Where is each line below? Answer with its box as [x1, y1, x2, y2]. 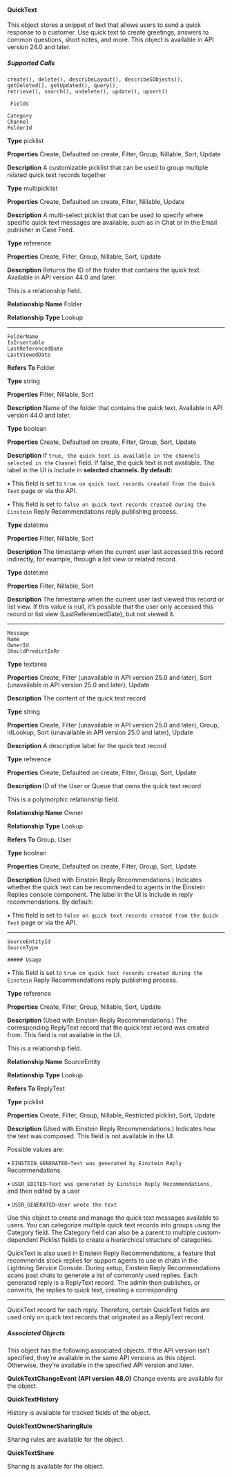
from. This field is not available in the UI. [7, 1031, 122, 1039]
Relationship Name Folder [7, 300, 83, 308]
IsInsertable [7, 340, 45, 346]
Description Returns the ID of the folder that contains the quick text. [7, 266, 202, 275]
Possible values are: [7, 1145, 64, 1154]
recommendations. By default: [7, 898, 93, 906]
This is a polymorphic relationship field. [7, 795, 119, 803]
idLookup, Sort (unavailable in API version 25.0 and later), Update [7, 728, 193, 736]
